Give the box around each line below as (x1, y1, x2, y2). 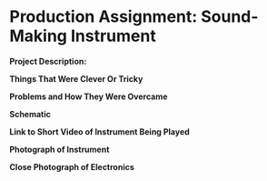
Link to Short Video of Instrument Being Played (9, 126, 191, 137)
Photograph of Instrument (9, 144, 110, 155)
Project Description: (9, 55, 87, 66)
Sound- (201, 6, 259, 27)
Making (9, 25, 68, 46)
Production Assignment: (9, 6, 198, 27)
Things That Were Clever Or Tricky (9, 73, 143, 84)
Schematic (9, 108, 52, 119)
